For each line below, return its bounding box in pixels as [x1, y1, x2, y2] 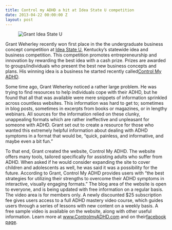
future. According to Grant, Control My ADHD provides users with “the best [5, 170, 164, 176]
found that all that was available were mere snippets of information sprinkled [5, 94, 167, 101]
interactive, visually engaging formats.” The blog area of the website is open [5, 181, 167, 187]
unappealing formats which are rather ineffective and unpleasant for [5, 117, 150, 123]
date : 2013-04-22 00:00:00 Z [5, 12, 68, 17]
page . [5, 219, 18, 225]
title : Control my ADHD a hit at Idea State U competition [5, 7, 135, 13]
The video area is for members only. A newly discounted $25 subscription [5, 192, 162, 198]
